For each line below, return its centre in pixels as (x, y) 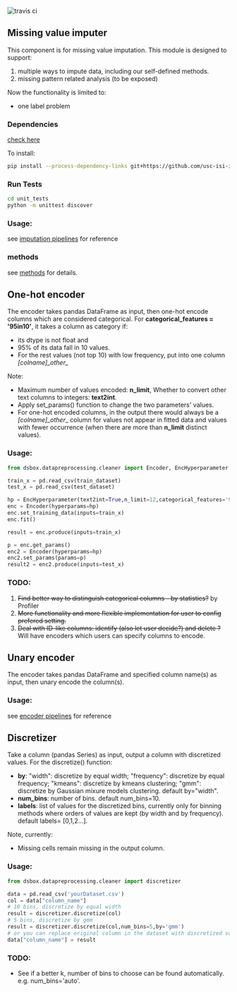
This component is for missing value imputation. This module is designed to (117, 50)
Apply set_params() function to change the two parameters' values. (116, 405)
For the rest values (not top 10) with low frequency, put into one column (121, 355)
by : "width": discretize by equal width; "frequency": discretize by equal (121, 776)
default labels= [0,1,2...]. (53, 821)
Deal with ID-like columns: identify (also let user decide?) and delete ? (119, 628)
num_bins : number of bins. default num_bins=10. (89, 798)
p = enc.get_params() (39, 545)
